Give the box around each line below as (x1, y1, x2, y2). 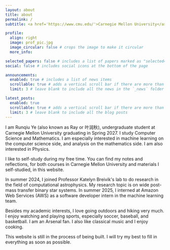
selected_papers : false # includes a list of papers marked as (5, 59, 142, 64)
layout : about (5, 7, 35, 13)
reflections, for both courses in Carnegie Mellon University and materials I (5, 161, 159, 168)
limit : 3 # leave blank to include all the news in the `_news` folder (10, 87, 164, 92)
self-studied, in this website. (5, 166, 64, 173)
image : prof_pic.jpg (10, 40, 53, 46)
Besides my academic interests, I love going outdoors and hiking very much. (5, 208, 164, 214)
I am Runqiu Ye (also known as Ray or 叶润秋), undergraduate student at (5, 124, 155, 131)
